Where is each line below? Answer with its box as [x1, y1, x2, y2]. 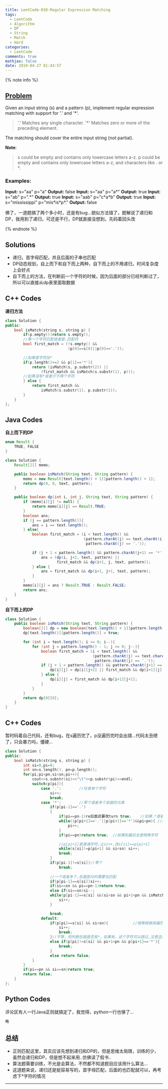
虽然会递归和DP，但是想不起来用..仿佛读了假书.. [12, 1054, 111, 1060]
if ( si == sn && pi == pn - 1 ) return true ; [49, 884, 126, 889]
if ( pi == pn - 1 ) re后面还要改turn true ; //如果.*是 [58, 814, 161, 819]
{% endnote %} [5, 226, 37, 232]
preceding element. [17, 125, 58, 131]
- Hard [9, 40, 23, 45]
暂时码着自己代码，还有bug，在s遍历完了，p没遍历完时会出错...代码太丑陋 [5, 732, 158, 738]
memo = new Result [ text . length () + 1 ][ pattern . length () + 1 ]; [23, 476, 155, 481]
